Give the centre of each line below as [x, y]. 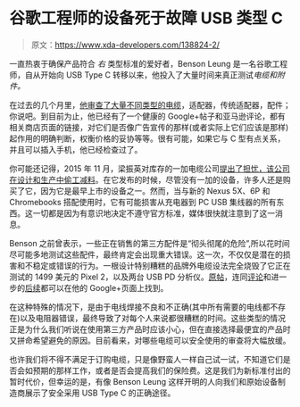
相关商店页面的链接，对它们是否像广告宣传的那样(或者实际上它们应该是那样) [149, 127]
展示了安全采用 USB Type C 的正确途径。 [100, 393]
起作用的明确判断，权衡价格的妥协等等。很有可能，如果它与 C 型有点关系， [147, 138]
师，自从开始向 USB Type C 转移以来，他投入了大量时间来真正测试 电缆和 [143, 75]
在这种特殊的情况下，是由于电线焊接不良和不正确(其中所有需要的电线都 [140, 307]
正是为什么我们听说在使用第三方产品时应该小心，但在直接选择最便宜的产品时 [150, 329]
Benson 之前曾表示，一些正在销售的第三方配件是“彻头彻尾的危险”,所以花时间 [150, 243]
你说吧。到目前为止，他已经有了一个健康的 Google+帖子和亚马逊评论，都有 [147, 116]
